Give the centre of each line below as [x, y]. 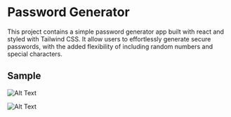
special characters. [35, 54]
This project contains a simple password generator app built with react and [116, 32]
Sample [24, 76]
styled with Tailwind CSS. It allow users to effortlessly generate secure [109, 39]
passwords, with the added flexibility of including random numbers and [110, 46]
